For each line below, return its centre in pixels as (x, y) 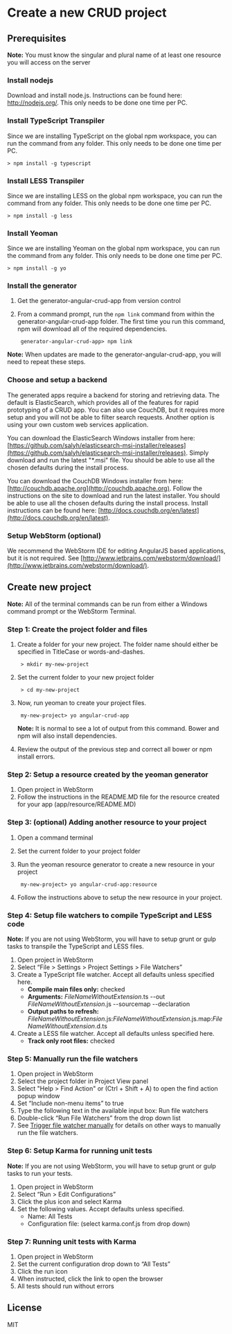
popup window (38, 1096)
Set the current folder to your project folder (79, 851)
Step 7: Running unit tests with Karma (72, 1241)
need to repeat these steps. (46, 362)
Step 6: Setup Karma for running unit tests (80, 1151)
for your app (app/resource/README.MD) (77, 804)
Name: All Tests (50, 1216)
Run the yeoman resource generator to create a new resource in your (116, 864)
